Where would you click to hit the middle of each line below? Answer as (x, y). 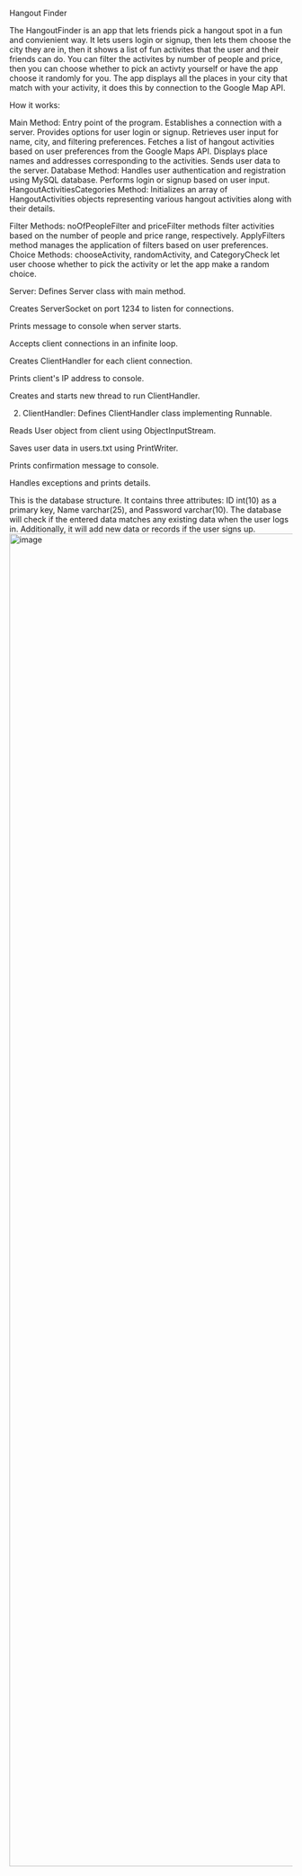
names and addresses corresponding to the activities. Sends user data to (145, 161)
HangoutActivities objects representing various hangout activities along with (151, 199)
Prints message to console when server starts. (95, 326)
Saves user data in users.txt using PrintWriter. (94, 448)
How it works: (35, 105)
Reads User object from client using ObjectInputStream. (113, 430)
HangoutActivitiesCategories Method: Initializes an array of (119, 189)
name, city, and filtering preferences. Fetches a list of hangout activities (142, 142)
